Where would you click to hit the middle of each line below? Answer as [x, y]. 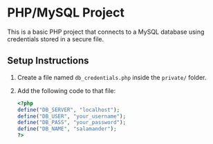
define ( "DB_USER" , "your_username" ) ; [72, 116]
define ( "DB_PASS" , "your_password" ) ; [72, 123]
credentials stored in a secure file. [56, 39]
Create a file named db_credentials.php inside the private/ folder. [112, 77]
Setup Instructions [48, 61]
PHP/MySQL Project [66, 13]
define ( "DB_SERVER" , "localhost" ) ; [68, 110]
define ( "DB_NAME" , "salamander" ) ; [67, 129]
